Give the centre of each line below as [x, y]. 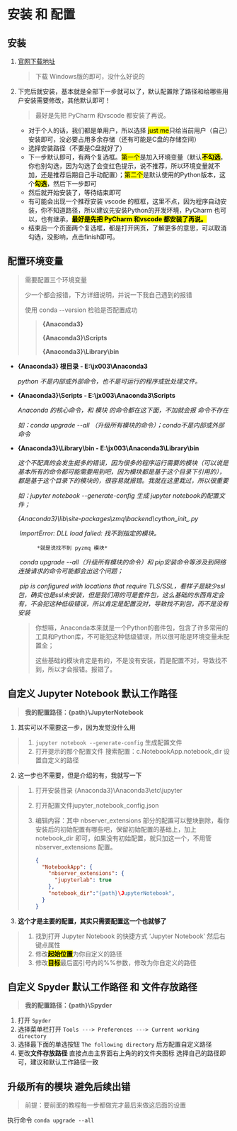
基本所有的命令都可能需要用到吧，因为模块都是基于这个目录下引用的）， [121, 472]
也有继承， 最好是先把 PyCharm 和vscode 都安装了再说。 [124, 219]
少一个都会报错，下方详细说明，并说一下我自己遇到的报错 [108, 294]
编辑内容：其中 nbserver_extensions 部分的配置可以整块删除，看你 [132, 820]
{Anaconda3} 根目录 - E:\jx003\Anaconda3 [83, 366]
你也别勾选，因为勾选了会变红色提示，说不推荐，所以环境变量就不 [124, 166]
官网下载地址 [36, 61]
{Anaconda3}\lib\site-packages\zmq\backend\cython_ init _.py [108, 518]
